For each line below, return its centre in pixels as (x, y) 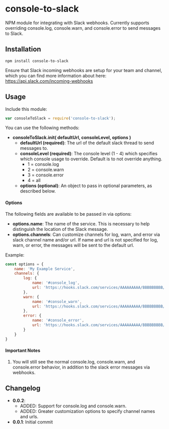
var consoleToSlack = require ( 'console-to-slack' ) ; (60, 118)
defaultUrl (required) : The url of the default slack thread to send (87, 143)
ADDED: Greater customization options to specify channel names (88, 411)
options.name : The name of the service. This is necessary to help (81, 224)
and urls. (29, 416)
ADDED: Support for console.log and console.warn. (73, 406)
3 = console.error (46, 175)
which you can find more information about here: (56, 76)
